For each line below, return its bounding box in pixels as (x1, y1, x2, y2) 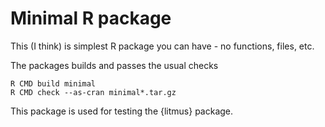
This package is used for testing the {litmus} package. (10, 105, 234, 117)
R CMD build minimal (10, 78, 97, 89)
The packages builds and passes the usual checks (10, 59, 219, 71)
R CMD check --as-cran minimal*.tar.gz (10, 87, 177, 97)
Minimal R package (10, 7, 172, 30)
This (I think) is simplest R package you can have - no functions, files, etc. (10, 40, 315, 52)
